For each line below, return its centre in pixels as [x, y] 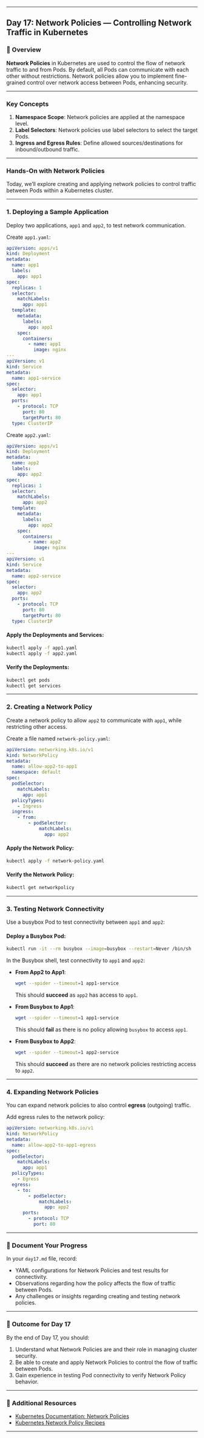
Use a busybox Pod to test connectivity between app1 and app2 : [86, 922]
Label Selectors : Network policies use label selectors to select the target [106, 130]
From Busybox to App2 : [45, 1041]
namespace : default [36, 772]
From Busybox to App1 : [45, 1007]
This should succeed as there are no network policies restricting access [105, 1064]
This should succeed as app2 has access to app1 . [76, 995]
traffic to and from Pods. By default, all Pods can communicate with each [98, 69]
